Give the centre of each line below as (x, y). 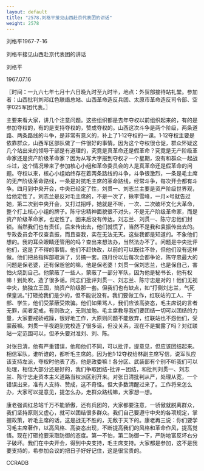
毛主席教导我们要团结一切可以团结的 (147, 311)
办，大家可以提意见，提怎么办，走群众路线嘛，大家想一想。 (81, 392)
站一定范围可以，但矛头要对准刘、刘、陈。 (59, 333)
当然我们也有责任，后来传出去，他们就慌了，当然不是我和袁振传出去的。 (107, 227)
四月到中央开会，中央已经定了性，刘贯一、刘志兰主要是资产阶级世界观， (107, 189)
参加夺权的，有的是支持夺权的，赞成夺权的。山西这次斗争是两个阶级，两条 (99, 128)
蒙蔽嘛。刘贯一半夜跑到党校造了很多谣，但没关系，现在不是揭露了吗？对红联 (102, 326)
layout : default (27, 12)
